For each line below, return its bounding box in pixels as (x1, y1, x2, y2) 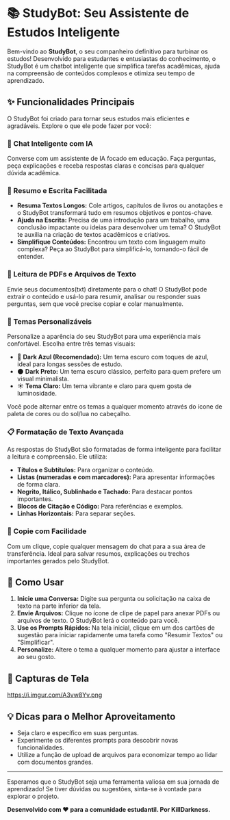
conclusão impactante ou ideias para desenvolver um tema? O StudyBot (16, 223, 221, 231)
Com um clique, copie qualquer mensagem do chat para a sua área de (7, 542, 205, 550)
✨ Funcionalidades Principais (7, 97, 135, 108)
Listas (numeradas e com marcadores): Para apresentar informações (16, 473, 216, 481)
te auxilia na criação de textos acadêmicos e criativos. (16, 231, 170, 239)
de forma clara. (16, 481, 60, 489)
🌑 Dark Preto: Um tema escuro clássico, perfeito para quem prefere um (16, 367, 221, 375)
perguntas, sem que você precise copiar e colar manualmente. (7, 299, 183, 308)
